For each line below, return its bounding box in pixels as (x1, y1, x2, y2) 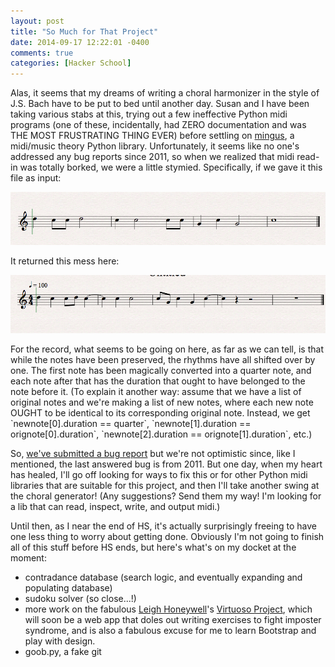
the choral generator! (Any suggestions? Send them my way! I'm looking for (10, 490, 322, 502)
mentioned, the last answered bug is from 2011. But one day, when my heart (10, 458, 323, 470)
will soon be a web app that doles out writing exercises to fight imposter (24, 613, 322, 625)
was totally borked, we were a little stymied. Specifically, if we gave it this (19, 161, 323, 174)
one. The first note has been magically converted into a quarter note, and (10, 364, 312, 376)
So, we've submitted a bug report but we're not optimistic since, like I (10, 447, 296, 459)
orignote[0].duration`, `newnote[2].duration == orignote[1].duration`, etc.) (10, 428, 313, 440)
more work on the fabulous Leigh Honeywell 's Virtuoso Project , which (24, 603, 313, 615)
